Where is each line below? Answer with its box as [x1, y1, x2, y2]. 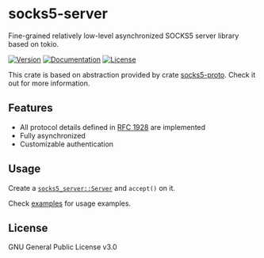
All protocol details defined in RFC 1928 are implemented [19, 122, 206, 131]
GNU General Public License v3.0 [8, 242, 117, 252]
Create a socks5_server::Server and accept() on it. [8, 183, 176, 192]
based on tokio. [8, 39, 59, 48]
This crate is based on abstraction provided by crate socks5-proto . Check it [8, 70, 256, 79]
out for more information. [8, 78, 90, 88]
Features [8, 101, 53, 115]
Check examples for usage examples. [8, 199, 132, 208]
